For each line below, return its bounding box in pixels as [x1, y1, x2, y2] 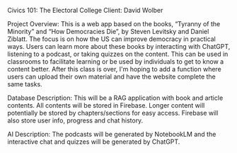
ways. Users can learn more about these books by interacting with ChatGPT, [7, 42, 231, 50]
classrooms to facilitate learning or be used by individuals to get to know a [7, 57, 224, 66]
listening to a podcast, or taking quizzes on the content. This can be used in [7, 50, 229, 58]
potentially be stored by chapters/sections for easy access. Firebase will [7, 109, 219, 117]
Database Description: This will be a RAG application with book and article [7, 93, 224, 102]
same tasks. [7, 80, 42, 88]
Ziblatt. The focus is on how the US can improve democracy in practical [7, 35, 216, 43]
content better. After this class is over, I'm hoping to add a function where [7, 65, 221, 73]
